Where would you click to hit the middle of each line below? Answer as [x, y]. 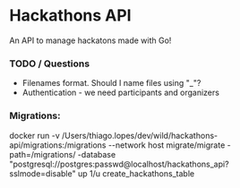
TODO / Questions [50, 64]
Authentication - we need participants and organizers [120, 93]
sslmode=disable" [43, 173]
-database [97, 154]
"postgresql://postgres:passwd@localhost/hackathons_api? [120, 164]
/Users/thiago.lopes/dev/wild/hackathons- [139, 135]
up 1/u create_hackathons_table [136, 173]
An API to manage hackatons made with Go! [90, 40]
